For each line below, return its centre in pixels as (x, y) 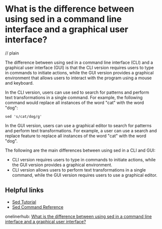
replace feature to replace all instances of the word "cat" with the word (76, 136)
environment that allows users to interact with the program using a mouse (78, 78)
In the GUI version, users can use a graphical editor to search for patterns (78, 125)
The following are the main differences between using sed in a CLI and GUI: (80, 150)
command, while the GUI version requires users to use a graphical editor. (85, 175)
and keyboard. (19, 83)
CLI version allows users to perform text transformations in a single (79, 170)
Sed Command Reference (38, 207)
